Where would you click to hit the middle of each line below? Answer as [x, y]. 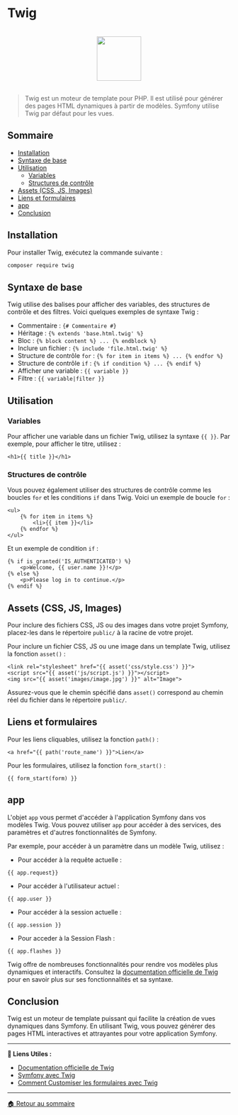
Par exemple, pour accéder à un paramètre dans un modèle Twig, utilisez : [116, 846]
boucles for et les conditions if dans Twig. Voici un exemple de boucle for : [119, 498]
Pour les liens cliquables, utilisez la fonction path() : [83, 739]
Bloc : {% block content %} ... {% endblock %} [87, 341]
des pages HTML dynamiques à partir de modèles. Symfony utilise [122, 106]
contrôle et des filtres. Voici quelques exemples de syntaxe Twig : [103, 312]
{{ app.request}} [33, 873]
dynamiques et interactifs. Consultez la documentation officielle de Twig [113, 972]
